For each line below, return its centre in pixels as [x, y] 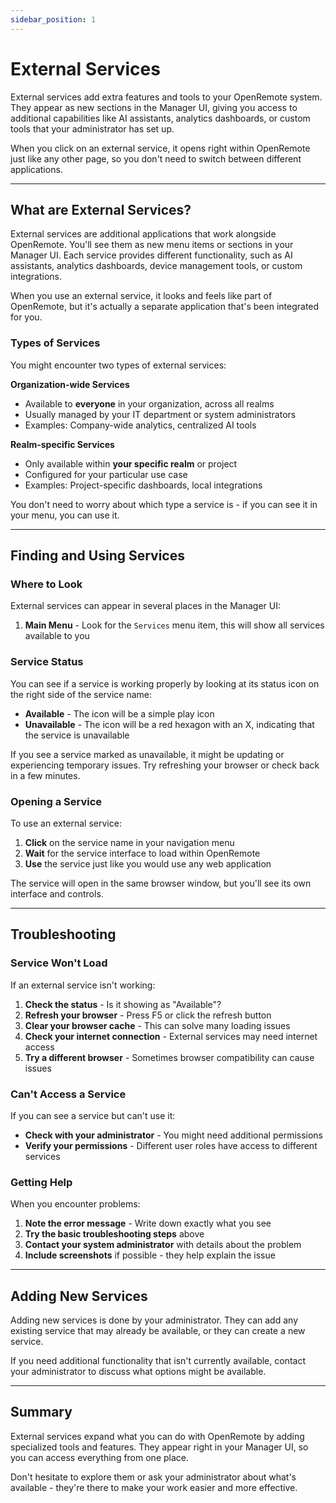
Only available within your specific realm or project [131, 463]
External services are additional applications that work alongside [143, 234]
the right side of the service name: [81, 694]
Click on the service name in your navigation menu [129, 842]
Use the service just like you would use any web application [148, 863]
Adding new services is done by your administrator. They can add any [154, 1320]
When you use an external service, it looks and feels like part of [141, 296]
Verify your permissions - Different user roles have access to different [171, 1145]
